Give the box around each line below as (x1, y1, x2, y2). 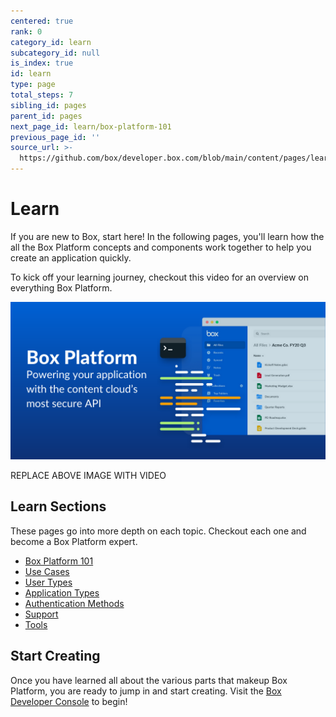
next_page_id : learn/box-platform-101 (10, 121, 172, 132)
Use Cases (24, 565, 70, 577)
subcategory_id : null (10, 48, 101, 58)
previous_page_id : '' (10, 132, 101, 142)
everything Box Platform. (10, 281, 113, 294)
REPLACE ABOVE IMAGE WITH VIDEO (10, 469, 167, 481)
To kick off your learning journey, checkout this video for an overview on (10, 271, 309, 283)
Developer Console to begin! (10, 695, 128, 707)
